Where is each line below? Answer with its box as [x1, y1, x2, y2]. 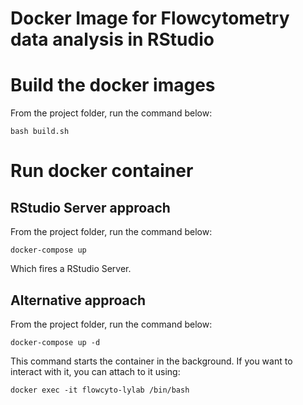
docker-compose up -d [10, 337, 101, 347]
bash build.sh [10, 127, 70, 137]
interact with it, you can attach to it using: [10, 365, 181, 377]
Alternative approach [10, 292, 147, 309]
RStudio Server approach [10, 199, 171, 216]
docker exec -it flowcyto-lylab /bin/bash [10, 385, 190, 395]
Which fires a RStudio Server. [10, 263, 132, 275]
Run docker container [10, 160, 194, 182]
